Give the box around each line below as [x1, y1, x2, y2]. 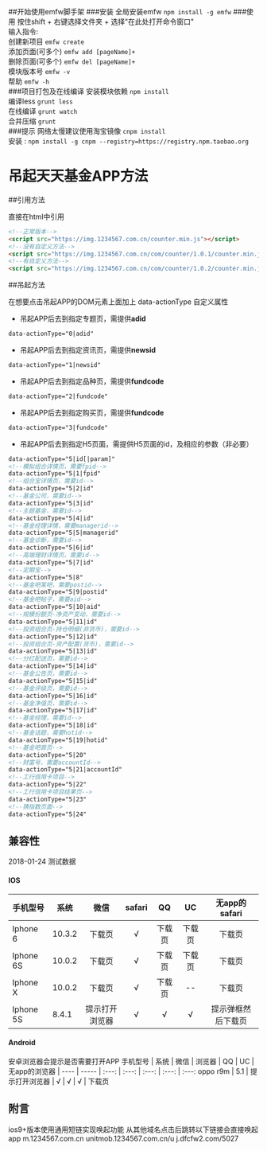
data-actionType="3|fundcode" [8, 423, 109, 431]
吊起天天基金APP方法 [8, 167, 149, 185]
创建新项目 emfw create [8, 37, 85, 46]
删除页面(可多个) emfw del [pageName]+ [8, 57, 136, 66]
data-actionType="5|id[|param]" [8, 455, 115, 463]
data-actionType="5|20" [8, 751, 87, 759]
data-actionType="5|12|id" [8, 632, 98, 641]
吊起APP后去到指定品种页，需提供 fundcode [19, 377, 164, 386]
